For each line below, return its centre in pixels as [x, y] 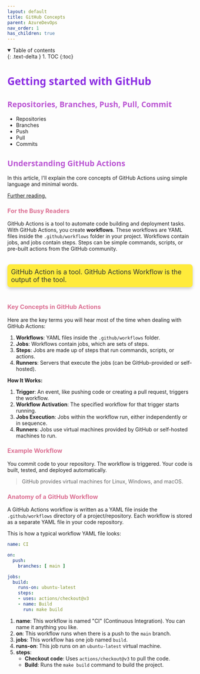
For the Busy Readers [39, 211]
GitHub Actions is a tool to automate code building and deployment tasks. [96, 224]
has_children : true [31, 34]
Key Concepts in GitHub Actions [54, 307]
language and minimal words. [43, 184]
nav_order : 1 [23, 28]
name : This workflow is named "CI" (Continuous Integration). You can [100, 621]
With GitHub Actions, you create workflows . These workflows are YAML [95, 230]
